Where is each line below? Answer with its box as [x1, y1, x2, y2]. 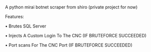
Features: [5, 14, 25, 19]
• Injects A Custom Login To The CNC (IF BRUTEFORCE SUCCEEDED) [5, 33, 147, 38]
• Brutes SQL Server [5, 23, 47, 29]
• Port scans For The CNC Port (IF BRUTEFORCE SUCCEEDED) [5, 42, 133, 48]
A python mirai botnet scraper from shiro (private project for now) [5, 4, 138, 10]
